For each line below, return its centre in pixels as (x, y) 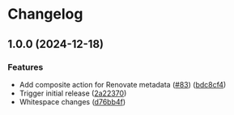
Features (26, 67)
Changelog (45, 14)
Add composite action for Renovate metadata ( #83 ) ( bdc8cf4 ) (123, 84)
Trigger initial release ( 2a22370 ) (73, 93)
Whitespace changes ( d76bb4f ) (72, 101)
